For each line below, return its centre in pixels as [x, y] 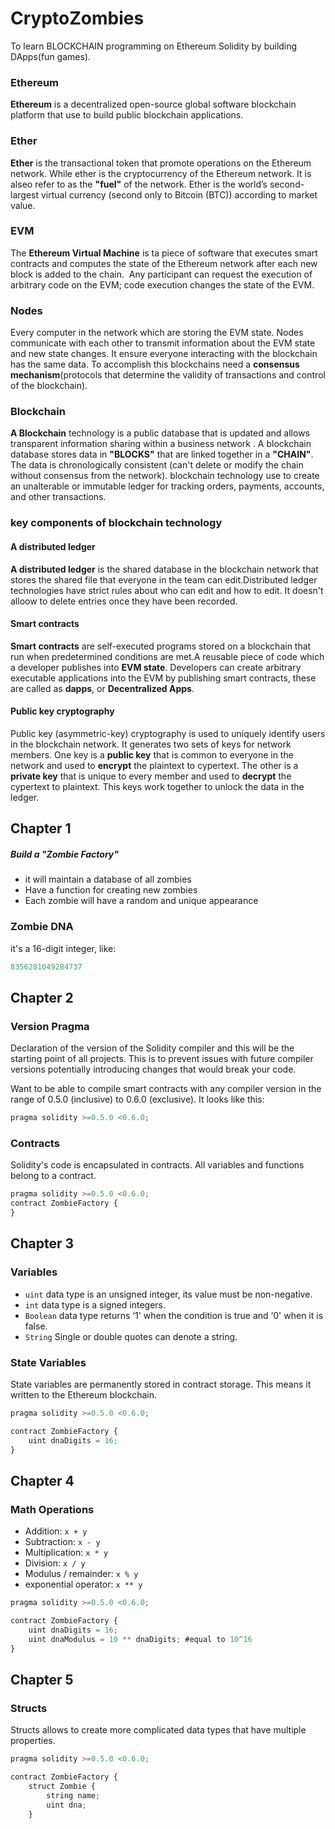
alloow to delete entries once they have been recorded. [124, 601]
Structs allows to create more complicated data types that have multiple [158, 1730]
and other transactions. [58, 497]
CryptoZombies [77, 18]
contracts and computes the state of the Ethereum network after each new [164, 263]
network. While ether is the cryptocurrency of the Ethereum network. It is [161, 173]
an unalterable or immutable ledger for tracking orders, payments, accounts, [167, 486]
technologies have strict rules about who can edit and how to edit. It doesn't [167, 590]
